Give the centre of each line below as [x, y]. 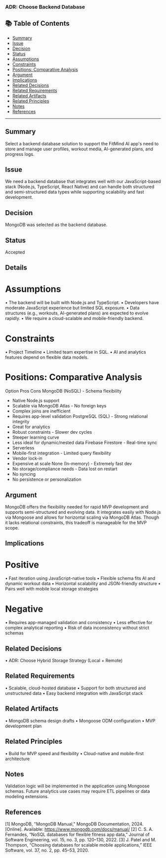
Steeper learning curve [36, 437]
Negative [24, 609]
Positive [22, 564]
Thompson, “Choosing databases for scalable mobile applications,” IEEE [79, 845]
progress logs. [20, 154]
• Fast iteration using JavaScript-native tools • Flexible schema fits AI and [80, 578]
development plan [23, 726]
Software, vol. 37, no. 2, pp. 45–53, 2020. [47, 850]
